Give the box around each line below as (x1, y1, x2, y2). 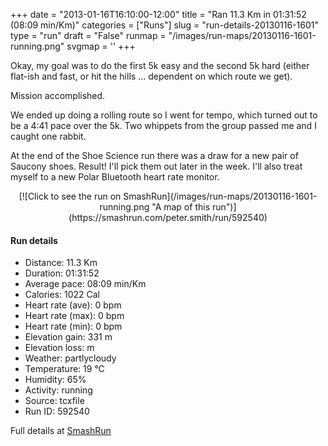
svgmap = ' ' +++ (66, 40, 136, 52)
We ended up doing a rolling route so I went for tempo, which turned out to (10, 109, 318, 121)
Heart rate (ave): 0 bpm (24, 299, 122, 311)
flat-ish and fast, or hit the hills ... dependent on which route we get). (10, 70, 293, 82)
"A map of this (151, 201, 211, 213)
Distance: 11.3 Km (24, 257, 98, 269)
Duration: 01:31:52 (24, 267, 100, 279)
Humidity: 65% (24, 374, 87, 386)
